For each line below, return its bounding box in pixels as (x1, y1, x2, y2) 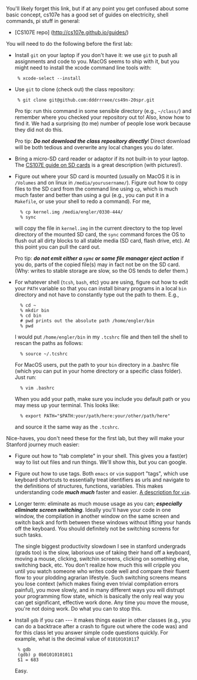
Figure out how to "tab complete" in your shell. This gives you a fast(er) (14, 453, 188, 459)
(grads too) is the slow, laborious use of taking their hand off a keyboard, (14, 549, 191, 556)
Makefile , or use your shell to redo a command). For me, (14, 198, 151, 205)
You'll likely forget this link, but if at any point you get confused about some (6, 5, 189, 12)
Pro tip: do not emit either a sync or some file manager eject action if (14, 255, 184, 262)
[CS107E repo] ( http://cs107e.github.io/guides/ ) (14, 29, 129, 36)
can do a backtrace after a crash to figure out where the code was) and (14, 623, 188, 629)
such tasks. (14, 531, 43, 538)
